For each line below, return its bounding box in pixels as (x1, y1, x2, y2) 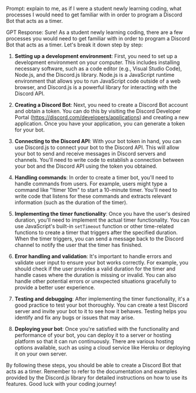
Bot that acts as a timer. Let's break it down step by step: (6, 41, 143, 48)
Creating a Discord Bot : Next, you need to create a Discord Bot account (14, 101, 188, 108)
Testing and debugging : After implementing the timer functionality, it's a (14, 296, 190, 302)
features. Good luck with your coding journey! (6, 381, 117, 387)
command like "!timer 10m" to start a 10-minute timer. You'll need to (14, 187, 177, 193)
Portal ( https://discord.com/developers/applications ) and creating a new (14, 114, 189, 121)
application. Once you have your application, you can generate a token (14, 120, 185, 127)
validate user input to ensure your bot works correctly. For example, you (14, 259, 188, 266)
